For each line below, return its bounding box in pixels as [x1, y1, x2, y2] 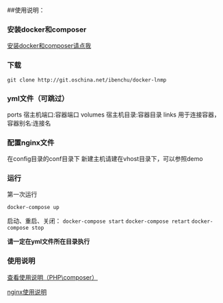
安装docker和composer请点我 [7, 42, 92, 50]
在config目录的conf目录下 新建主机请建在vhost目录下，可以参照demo [7, 155, 203, 163]
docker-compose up [7, 204, 60, 211]
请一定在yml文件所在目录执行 [7, 237, 90, 245]
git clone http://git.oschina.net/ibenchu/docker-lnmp [7, 76, 167, 84]
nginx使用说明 [7, 287, 47, 296]
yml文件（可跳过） [7, 93, 69, 103]
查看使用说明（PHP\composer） [7, 273, 98, 281]
